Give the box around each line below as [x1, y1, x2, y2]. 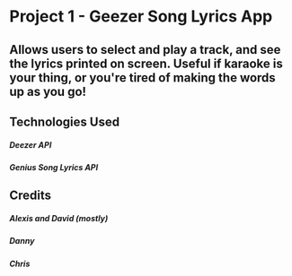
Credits [9, 188, 52, 203]
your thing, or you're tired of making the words [9, 70, 276, 85]
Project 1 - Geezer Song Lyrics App [9, 6, 273, 27]
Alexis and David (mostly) [9, 212, 109, 223]
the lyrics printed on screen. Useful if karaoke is [9, 56, 283, 71]
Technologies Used [9, 114, 119, 129]
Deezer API [9, 139, 52, 150]
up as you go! [9, 83, 87, 99]
